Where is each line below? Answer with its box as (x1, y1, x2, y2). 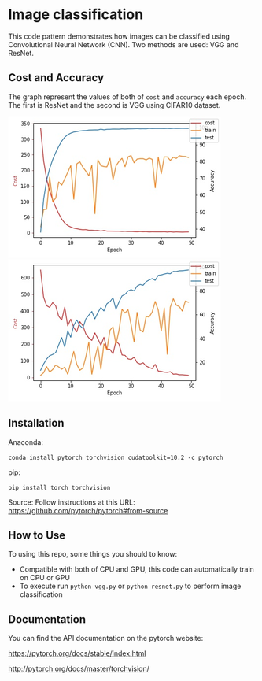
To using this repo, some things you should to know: (8, 550, 178, 559)
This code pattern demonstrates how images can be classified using (8, 31, 231, 41)
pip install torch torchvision (8, 483, 111, 491)
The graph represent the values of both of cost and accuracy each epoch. (8, 92, 247, 102)
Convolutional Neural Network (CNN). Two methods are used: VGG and (8, 39, 239, 49)
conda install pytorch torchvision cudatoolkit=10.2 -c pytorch (8, 453, 223, 461)
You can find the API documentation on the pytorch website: (8, 634, 204, 643)
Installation (8, 416, 65, 430)
